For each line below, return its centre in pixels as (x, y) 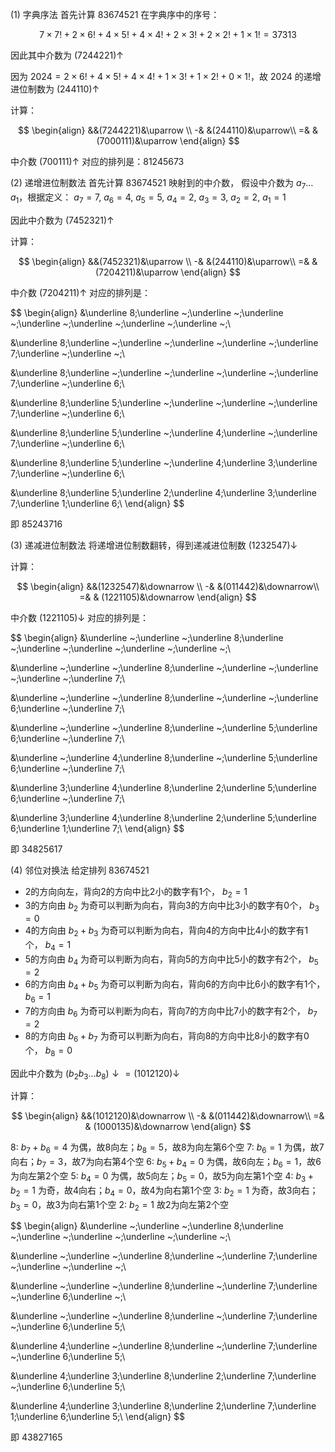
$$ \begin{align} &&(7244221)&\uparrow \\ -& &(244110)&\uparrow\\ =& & (168, 130)
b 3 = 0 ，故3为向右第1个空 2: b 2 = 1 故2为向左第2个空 (120, 1205)
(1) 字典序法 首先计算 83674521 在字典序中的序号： (115, 14)
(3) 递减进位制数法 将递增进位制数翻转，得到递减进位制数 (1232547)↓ (154, 545)
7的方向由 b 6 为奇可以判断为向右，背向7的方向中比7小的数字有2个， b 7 (171, 1012)
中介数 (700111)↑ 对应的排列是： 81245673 (97, 161)
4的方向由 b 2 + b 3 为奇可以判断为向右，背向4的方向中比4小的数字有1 (166, 931)
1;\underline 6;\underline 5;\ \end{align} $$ (98, 1417)
